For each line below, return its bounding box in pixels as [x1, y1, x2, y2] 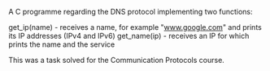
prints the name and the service [8, 40, 115, 49]
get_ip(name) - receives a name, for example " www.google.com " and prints [8, 23, 262, 31]
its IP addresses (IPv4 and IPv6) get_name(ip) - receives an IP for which [8, 31, 250, 40]
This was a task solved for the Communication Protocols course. [8, 56, 225, 65]
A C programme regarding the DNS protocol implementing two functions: [8, 7, 253, 16]
